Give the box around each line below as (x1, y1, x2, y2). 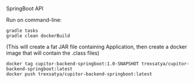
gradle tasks (6, 28, 39, 34)
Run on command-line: (6, 16, 62, 23)
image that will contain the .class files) (6, 49, 100, 57)
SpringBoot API (6, 5, 44, 12)
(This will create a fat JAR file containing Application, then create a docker (6, 44, 187, 50)
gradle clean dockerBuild (6, 33, 70, 39)
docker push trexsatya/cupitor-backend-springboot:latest (6, 71, 152, 77)
